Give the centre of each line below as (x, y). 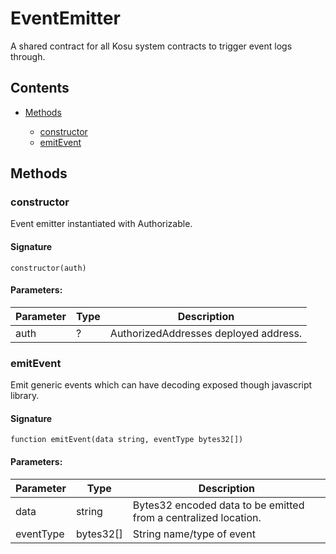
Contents (40, 88)
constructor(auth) (48, 268)
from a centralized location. (197, 517)
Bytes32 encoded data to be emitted (218, 505)
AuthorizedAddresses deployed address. (206, 333)
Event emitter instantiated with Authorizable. (101, 224)
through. (28, 56)
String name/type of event (194, 534)
